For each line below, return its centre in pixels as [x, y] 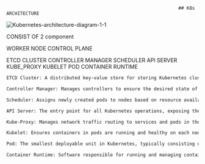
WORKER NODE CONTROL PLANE [49, 48]
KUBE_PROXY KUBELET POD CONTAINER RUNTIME [72, 67]
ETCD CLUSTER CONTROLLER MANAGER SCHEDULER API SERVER [92, 60]
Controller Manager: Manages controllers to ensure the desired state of [102, 89]
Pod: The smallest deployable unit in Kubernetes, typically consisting [101, 144]
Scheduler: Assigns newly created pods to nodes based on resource [94, 100]
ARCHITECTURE [23, 13]
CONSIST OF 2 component [40, 37]
